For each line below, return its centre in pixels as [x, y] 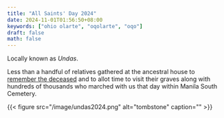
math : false [24, 39]
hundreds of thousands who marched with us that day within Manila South [112, 86]
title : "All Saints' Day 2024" [52, 13]
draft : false [26, 33]
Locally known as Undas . [43, 58]
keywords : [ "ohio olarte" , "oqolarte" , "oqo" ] [75, 26]
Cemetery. [22, 94]
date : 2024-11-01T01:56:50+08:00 [55, 20]
